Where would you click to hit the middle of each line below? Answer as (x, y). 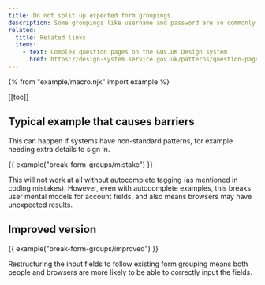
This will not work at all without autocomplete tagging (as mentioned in (123, 180)
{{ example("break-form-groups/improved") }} (84, 248)
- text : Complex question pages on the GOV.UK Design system (125, 52)
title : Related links (51, 37)
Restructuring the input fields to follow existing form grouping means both (128, 264)
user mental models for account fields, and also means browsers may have (130, 196)
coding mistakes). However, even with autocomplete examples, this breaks (129, 188)
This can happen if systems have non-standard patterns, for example (121, 141)
